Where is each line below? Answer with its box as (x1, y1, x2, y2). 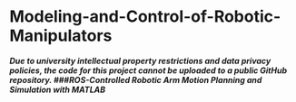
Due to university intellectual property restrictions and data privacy (9, 55, 271, 66)
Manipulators (9, 25, 113, 46)
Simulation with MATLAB (9, 84, 106, 95)
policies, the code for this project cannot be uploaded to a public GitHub (9, 65, 288, 76)
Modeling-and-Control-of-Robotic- (9, 6, 281, 27)
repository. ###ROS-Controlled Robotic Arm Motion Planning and (9, 74, 262, 85)
